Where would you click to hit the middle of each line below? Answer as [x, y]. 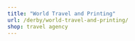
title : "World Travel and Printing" [61, 14]
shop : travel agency [38, 26]
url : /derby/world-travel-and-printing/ [68, 20]
